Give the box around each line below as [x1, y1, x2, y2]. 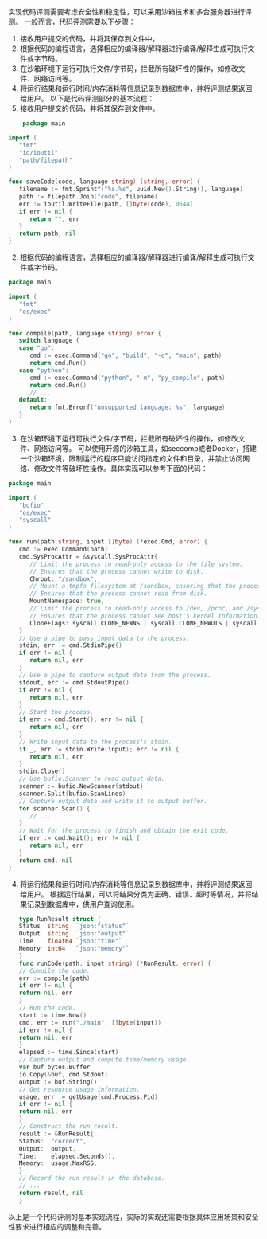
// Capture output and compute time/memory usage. [18, 1056, 191, 1064]
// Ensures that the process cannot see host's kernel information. [29, 612, 261, 620]
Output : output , [18, 1144, 77, 1153]
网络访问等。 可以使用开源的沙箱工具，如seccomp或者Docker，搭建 [33, 443, 257, 453]
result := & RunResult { [18, 1130, 94, 1138]
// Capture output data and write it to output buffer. [18, 797, 208, 805]
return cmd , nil [18, 856, 73, 865]
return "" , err [29, 214, 80, 223]
